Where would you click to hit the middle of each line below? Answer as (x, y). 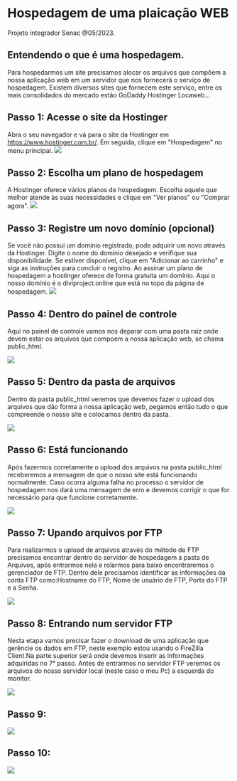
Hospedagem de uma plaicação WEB (118, 13)
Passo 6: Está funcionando (68, 450)
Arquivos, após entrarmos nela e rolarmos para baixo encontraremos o (111, 565)
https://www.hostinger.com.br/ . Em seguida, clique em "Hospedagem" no (115, 142)
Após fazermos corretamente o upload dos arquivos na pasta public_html (115, 467)
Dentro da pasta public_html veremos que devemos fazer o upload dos (111, 399)
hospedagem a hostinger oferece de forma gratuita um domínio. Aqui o (111, 276)
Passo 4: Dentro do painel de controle (92, 314)
